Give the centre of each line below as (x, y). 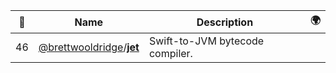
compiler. (170, 53)
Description (225, 22)
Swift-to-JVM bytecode (206, 41)
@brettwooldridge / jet (89, 47)
